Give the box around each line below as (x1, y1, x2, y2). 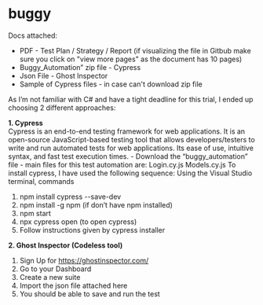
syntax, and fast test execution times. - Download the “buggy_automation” (8, 151, 249, 161)
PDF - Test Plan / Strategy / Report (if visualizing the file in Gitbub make (19, 46, 251, 55)
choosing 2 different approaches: (8, 103, 116, 112)
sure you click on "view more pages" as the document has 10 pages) (19, 54, 243, 64)
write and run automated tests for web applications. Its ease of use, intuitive (8, 143, 254, 152)
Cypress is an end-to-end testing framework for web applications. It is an (8, 127, 246, 136)
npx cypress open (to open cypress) (19, 217, 137, 226)
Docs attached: (8, 31, 57, 40)
